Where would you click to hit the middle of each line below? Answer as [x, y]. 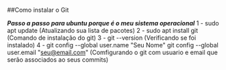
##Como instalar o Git [38, 10]
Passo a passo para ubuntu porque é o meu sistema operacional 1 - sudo [113, 23]
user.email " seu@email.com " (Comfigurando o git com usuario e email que [112, 52]
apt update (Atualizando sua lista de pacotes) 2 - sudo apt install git [103, 31]
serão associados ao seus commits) [58, 60]
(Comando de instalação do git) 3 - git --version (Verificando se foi [102, 38]
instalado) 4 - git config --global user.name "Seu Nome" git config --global [113, 45]
